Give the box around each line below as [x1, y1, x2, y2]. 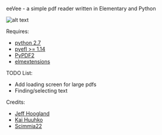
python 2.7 [14, 39, 41, 46]
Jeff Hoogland [14, 110, 50, 117]
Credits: [6, 98, 25, 106]
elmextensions [14, 58, 51, 65]
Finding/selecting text [14, 87, 68, 94]
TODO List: [6, 70, 33, 76]
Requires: [6, 28, 29, 35]
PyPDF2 [14, 52, 35, 58]
